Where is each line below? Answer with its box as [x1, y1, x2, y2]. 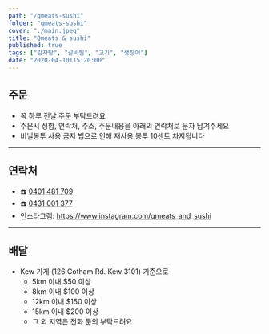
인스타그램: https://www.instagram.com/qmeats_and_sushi [19, 211, 212, 220]
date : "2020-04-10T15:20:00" [8, 57, 106, 65]
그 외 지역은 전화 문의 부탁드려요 [31, 317, 133, 327]
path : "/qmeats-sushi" [8, 11, 84, 20]
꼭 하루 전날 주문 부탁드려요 [19, 111, 106, 120]
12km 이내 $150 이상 [31, 297, 98, 307]
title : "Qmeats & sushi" [8, 34, 91, 42]
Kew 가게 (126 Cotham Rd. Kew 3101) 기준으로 [19, 267, 170, 276]
